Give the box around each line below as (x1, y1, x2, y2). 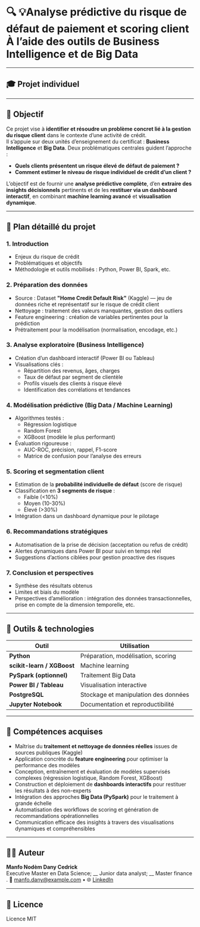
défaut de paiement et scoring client (6, 22, 189, 36)
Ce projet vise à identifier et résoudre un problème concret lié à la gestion (6, 125, 191, 132)
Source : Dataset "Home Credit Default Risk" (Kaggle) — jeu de (14, 294, 173, 302)
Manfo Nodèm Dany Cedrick (6, 863, 78, 871)
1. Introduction (6, 240, 49, 248)
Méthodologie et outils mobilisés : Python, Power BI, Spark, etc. (14, 266, 171, 273)
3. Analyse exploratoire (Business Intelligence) (6, 341, 145, 349)
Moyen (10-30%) (23, 500, 65, 507)
